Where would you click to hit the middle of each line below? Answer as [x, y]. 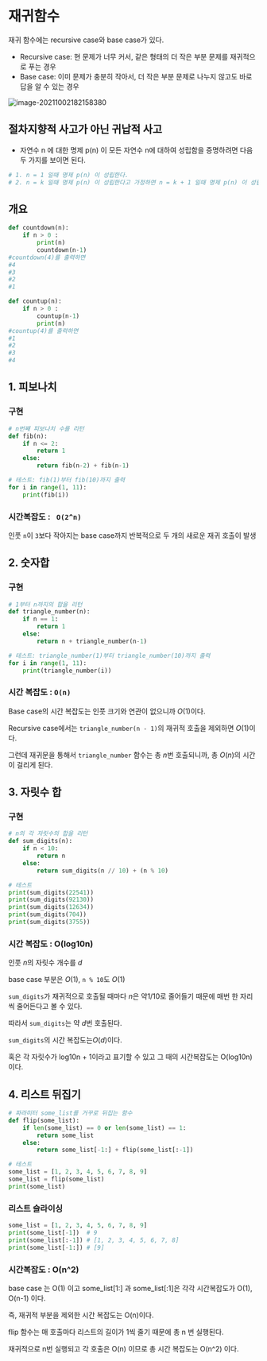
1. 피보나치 [33, 387]
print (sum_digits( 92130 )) [51, 900]
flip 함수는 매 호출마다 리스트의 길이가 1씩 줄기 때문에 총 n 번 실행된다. [116, 1332]
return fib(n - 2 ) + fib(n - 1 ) [83, 466]
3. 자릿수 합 [35, 793]
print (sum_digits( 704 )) [48, 914]
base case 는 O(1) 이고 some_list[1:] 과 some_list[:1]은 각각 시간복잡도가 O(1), [130, 1288]
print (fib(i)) [46, 495]
